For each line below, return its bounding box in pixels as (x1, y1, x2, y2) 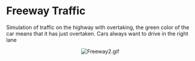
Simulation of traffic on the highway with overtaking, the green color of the (6, 24, 190, 31)
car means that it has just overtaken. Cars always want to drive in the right (6, 30, 189, 37)
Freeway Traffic (6, 4, 86, 18)
